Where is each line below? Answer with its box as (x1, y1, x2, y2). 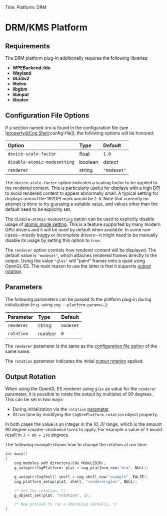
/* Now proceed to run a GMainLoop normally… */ (14, 502, 117, 507)
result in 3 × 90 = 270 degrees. (5, 432, 69, 438)
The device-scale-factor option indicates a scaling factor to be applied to (5, 179, 157, 185)
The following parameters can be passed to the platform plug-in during (5, 296, 151, 302)
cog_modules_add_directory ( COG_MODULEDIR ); (14, 461, 106, 466)
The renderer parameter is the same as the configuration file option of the (5, 343, 157, 349)
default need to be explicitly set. (5, 206, 71, 212)
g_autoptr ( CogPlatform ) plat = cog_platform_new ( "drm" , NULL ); (14, 465, 149, 471)
